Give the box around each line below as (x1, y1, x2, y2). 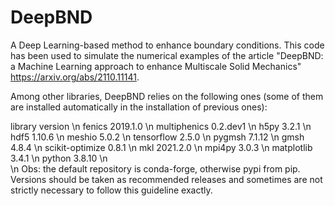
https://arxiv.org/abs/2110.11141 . (10, 71, 140, 83)
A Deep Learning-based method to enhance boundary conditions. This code (10, 39, 325, 51)
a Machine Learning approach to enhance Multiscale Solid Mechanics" (10, 60, 302, 72)
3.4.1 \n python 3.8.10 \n (10, 152, 108, 164)
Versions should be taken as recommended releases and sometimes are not (10, 173, 323, 185)
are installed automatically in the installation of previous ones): (10, 101, 268, 113)
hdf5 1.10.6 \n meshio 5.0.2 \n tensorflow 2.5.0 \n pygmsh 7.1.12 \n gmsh (10, 131, 305, 143)
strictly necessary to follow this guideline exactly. (10, 184, 213, 196)
